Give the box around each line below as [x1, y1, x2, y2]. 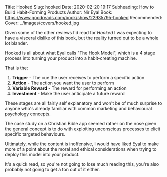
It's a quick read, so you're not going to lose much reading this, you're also [5, 161, 159, 167]
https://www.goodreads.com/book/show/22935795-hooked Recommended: [5, 15, 162, 20]
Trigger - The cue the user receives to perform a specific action [12, 75, 145, 80]
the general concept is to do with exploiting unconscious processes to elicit [5, 126, 161, 132]
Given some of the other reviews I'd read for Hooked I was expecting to [5, 30, 152, 35]
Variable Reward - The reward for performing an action [12, 85, 127, 91]
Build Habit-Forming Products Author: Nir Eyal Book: [5, 9, 113, 15]
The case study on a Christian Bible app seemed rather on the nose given [5, 121, 157, 126]
